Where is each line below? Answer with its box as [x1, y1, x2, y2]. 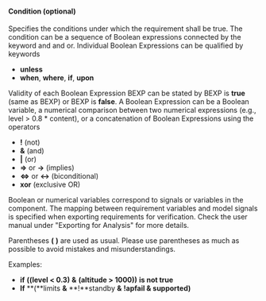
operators [8, 122, 40, 132]
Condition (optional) [8, 6, 77, 16]
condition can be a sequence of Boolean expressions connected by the [8, 33, 241, 42]
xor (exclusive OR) [19, 179, 81, 190]
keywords [8, 49, 40, 59]
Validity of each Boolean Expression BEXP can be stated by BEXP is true [8, 88, 246, 98]
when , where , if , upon [19, 73, 94, 83]
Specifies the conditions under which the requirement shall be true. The [8, 24, 244, 33]
